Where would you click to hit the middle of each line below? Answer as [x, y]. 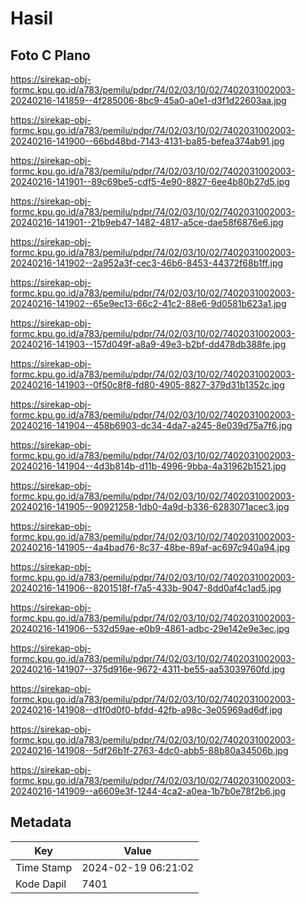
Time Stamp [44, 867]
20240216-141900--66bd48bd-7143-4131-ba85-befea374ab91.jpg [147, 141]
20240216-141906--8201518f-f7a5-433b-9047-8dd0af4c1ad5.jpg [146, 588]
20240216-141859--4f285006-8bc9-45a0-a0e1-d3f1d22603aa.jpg [148, 100]
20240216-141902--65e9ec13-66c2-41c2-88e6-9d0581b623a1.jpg [148, 303]
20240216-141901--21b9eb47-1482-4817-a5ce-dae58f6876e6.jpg [147, 222]
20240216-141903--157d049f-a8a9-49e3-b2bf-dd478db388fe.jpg [148, 344]
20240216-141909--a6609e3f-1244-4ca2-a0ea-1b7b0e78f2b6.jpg [148, 791]
